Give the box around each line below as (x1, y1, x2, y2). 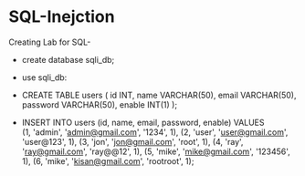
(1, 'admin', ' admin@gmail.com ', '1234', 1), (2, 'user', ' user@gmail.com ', (21, 126, 289, 138)
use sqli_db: (21, 71, 68, 83)
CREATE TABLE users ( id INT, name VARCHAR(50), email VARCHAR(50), (21, 89, 298, 100)
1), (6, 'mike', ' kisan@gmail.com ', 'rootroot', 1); (21, 155, 195, 166)
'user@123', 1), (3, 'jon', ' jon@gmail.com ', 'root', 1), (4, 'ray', (21, 136, 244, 147)
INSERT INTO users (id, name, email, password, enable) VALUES (21, 117, 266, 128)
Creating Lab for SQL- (8, 36, 91, 47)
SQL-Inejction (8, 6, 115, 27)
